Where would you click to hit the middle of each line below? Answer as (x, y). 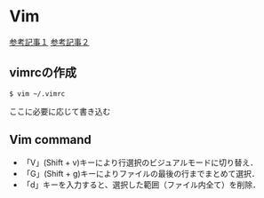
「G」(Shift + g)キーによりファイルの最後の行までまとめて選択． (140, 173)
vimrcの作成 (43, 73)
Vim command (50, 140)
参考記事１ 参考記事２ (49, 42)
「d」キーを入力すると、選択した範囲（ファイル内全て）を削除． (141, 185)
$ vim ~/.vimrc (37, 94)
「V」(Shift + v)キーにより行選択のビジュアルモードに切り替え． (140, 162)
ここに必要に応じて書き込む (60, 111)
